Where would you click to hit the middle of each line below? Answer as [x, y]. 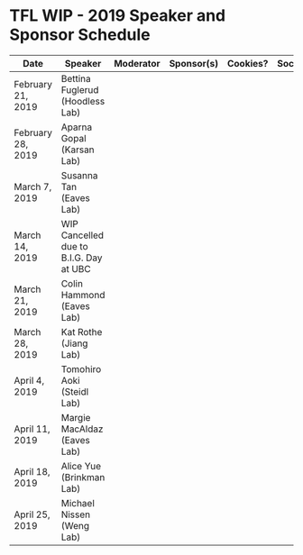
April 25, [32, 514]
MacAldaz [82, 429]
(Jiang [74, 343]
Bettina [76, 78]
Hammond [83, 295]
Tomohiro [81, 368]
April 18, [32, 471]
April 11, [32, 429]
